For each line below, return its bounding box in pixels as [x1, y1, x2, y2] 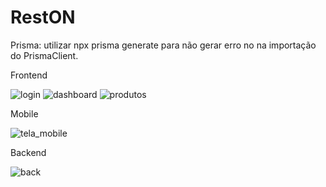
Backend [10, 146, 47, 158]
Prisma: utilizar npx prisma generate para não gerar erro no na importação [10, 39, 317, 51]
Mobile [10, 107, 39, 120]
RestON [10, 6, 76, 29]
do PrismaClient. [10, 49, 79, 61]
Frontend [10, 69, 48, 81]
